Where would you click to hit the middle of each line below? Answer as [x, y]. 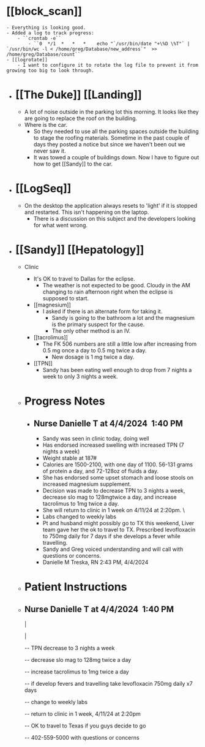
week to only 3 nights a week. [80, 376]
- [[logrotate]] [27, 59]
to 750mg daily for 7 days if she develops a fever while [111, 536]
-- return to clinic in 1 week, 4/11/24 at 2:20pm [82, 714]
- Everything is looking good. [46, 28]
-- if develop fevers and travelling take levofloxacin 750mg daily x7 [108, 683]
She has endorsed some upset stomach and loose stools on [118, 477]
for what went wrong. [60, 225]
